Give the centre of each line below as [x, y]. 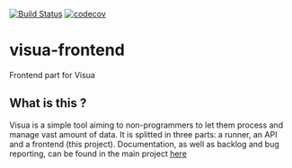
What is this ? [48, 103]
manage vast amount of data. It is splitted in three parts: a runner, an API [143, 134]
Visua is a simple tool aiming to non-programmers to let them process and [146, 125]
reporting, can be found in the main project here [98, 154]
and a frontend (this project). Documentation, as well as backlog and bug [145, 144]
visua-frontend [67, 50]
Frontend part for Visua [53, 75]
